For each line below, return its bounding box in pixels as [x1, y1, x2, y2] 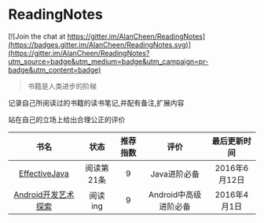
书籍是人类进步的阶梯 [27, 81, 97, 91]
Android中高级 [148, 189, 202, 200]
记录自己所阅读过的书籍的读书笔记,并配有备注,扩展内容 [8, 98, 185, 107]
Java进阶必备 [150, 168, 200, 179]
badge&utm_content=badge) [8, 65, 101, 74]
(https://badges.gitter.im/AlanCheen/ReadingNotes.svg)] [8, 39, 191, 49]
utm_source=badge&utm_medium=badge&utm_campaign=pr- [8, 57, 209, 66]
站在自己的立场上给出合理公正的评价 [8, 114, 126, 124]
